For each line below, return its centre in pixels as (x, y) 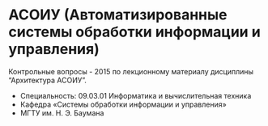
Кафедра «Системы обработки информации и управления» (123, 104)
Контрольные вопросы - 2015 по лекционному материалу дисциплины (131, 71)
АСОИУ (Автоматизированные (118, 15)
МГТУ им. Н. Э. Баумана (62, 113)
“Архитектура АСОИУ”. (48, 80)
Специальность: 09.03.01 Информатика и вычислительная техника (136, 95)
